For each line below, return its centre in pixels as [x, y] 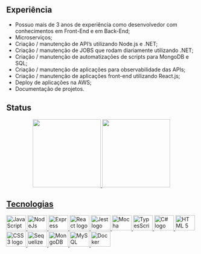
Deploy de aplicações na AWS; [53, 82]
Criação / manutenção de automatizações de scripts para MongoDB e [102, 56]
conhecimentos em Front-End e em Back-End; [72, 31]
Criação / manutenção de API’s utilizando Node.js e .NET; [86, 44]
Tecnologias [30, 204]
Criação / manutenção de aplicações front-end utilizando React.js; [97, 76]
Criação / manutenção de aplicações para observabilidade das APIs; [100, 70]
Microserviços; [33, 37]
